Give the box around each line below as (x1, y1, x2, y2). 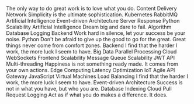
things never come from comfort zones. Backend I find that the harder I (6, 42, 178, 49)
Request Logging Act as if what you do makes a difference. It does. (6, 91, 168, 98)
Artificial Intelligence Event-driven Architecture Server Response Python (6, 17, 180, 24)
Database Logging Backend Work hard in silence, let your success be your (6, 30, 186, 37)
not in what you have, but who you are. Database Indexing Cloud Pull (6, 85, 172, 92)
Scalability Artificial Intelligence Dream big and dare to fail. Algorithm (6, 23, 172, 30)
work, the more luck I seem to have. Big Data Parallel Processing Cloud (6, 48, 177, 55)
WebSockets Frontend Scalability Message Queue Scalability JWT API (6, 55, 175, 61)
